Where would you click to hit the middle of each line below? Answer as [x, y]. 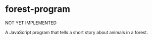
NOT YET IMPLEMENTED [31, 23]
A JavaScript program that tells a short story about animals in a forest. [76, 32]
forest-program [38, 9]
